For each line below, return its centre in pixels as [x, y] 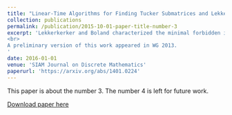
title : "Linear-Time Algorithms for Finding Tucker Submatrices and [108, 13]
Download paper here [38, 104]
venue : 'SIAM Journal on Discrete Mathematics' [77, 65]
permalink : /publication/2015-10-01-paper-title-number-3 [92, 26]
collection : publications [44, 20]
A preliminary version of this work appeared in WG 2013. [92, 45]
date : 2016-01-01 [32, 59]
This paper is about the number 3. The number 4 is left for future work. [108, 91]
